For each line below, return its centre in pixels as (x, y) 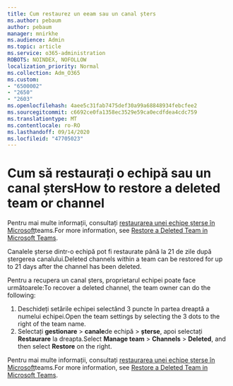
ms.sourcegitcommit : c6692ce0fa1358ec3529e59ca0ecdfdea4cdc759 (102, 112)
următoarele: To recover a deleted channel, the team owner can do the (109, 288)
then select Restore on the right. (65, 346)
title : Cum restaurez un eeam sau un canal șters (82, 14)
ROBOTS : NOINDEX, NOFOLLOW (47, 60)
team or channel (56, 204)
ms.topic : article (34, 47)
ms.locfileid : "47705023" (45, 138)
